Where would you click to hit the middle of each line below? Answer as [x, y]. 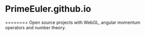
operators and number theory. [36, 27]
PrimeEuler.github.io [48, 9]
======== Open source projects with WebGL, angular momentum [73, 22]
